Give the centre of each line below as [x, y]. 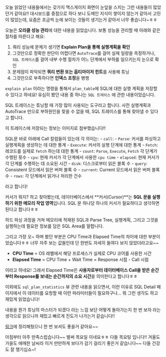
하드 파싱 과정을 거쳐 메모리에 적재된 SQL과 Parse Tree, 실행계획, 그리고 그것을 [82, 220]
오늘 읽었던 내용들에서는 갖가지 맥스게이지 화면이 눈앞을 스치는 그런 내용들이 [79, 7]
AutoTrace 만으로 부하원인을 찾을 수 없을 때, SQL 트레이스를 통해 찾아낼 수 [77, 111]
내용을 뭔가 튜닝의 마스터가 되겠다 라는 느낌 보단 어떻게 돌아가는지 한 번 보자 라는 [83, 310]
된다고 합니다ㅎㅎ [22, 209]
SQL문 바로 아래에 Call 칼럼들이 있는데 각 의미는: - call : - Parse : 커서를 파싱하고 [83, 139]
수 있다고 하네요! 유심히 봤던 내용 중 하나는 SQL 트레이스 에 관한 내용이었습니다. [80, 95]
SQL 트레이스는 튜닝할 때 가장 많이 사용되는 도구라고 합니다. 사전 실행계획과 [78, 105]
